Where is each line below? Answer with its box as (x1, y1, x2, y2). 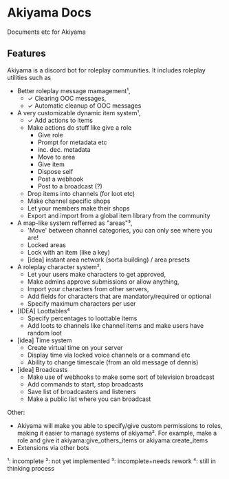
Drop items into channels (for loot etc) (27, 189, 135, 197)
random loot (27, 329, 62, 337)
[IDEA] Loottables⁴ (17, 306, 70, 315)
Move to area (37, 153, 76, 161)
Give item (37, 160, 65, 168)
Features (7, 48, 46, 59)
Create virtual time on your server (27, 343, 123, 351)
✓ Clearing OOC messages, (27, 94, 107, 102)
